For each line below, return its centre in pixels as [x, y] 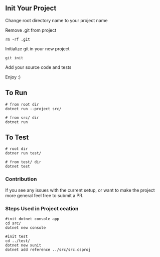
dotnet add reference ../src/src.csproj [48, 250]
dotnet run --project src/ [33, 109]
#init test [17, 237]
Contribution [21, 179]
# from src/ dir [22, 118]
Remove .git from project [31, 30]
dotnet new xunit [23, 245]
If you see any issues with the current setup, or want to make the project [80, 190]
